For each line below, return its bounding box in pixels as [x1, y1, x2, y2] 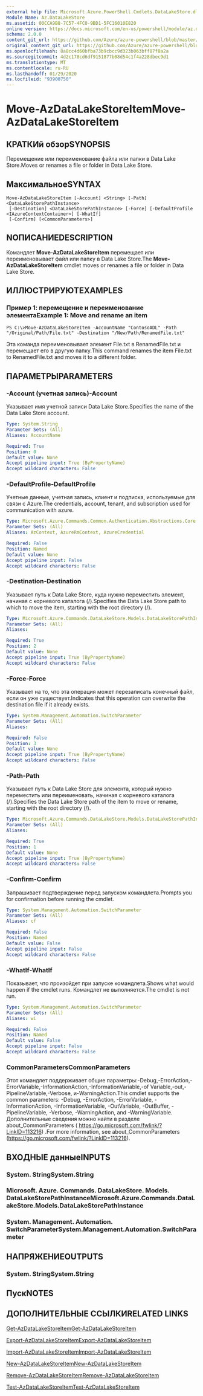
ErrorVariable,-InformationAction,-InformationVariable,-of [6, 1083, 149, 1091]
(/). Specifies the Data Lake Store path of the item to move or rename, [6, 798, 178, 806]
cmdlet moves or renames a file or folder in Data [63, 261, 184, 269]
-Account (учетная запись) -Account [6, 389, 118, 398]
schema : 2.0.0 [6, 31, 42, 37]
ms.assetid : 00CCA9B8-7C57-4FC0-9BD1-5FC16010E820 [6, 20, 137, 26]
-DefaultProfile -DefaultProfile [6, 480, 95, 488]
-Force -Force [6, 674, 47, 683]
